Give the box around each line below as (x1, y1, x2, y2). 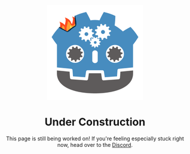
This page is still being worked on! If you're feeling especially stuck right (5, 135, 185, 142)
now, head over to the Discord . (57, 141, 133, 148)
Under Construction (44, 115, 146, 129)
